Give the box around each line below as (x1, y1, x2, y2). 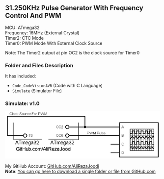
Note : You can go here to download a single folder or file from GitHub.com (5, 169, 156, 175)
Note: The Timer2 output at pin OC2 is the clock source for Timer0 (5, 50, 140, 55)
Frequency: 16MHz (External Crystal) (5, 29, 80, 36)
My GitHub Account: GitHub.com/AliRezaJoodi (5, 163, 99, 169)
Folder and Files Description (5, 62, 74, 69)
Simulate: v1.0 (5, 100, 40, 107)
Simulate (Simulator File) (12, 88, 62, 94)
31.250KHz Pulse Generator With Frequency (5, 4, 143, 12)
